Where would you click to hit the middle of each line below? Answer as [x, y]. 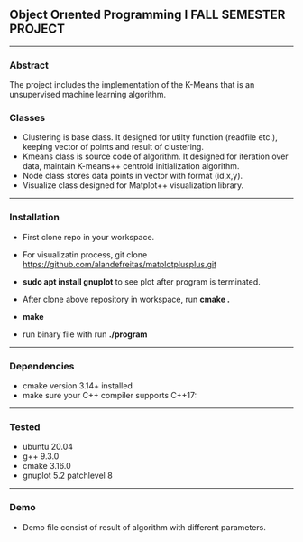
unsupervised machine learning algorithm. [88, 95]
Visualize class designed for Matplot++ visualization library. [133, 185]
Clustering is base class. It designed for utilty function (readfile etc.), [150, 137]
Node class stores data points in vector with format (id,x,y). [133, 176]
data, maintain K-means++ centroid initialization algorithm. [131, 166]
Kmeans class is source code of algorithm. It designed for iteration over [155, 156]
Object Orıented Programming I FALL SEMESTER [147, 15]
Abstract [29, 65]
